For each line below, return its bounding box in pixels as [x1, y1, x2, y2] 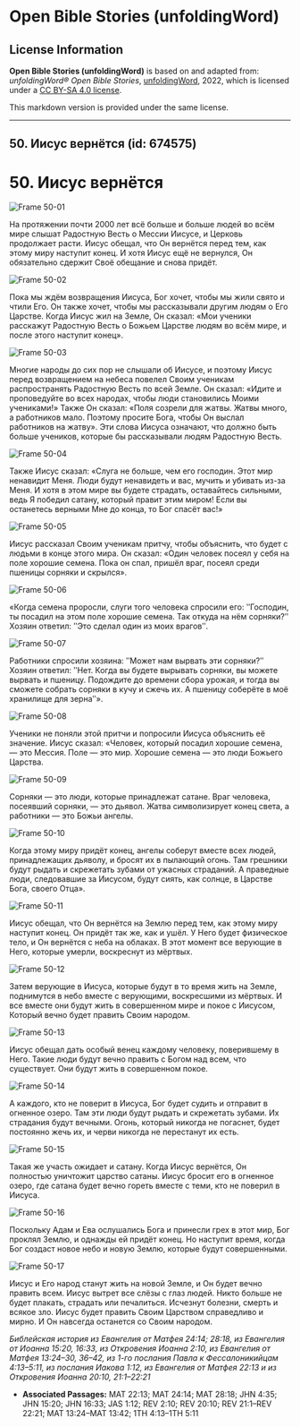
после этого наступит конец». [9, 329, 123, 341]
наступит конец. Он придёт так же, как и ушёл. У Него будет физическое [9, 927, 288, 938]
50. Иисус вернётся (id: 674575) [9, 136, 197, 151]
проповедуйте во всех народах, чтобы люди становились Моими [9, 393, 260, 404]
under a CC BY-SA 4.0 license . [9, 85, 122, 95]
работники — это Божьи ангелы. [9, 810, 134, 821]
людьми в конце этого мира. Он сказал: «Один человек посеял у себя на [9, 548, 290, 559]
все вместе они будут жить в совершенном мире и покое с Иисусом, [9, 1000, 276, 1011]
